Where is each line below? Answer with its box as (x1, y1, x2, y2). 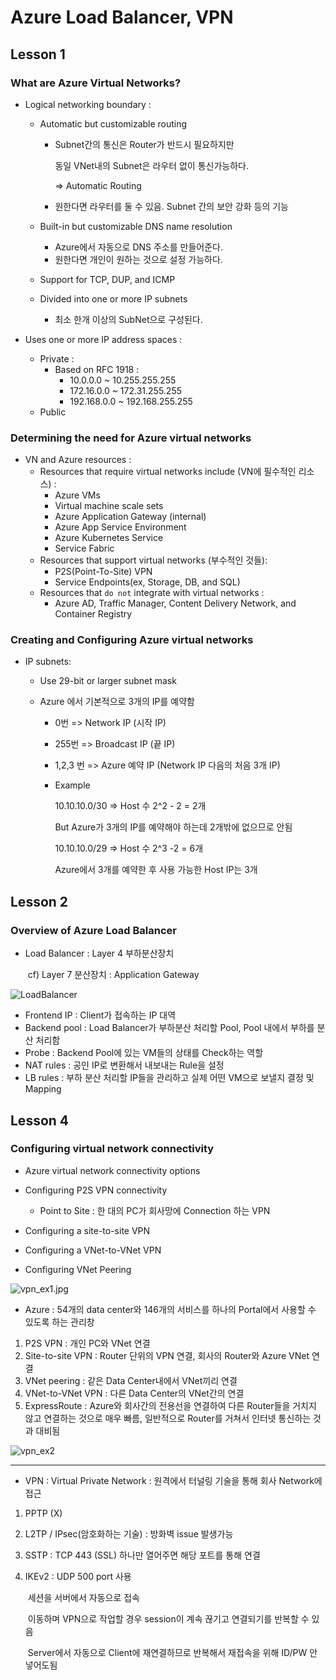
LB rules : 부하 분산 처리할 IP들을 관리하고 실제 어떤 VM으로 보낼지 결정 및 (24, 1072, 315, 1084)
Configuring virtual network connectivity (10, 1142, 215, 1156)
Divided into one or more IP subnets (39, 292, 188, 305)
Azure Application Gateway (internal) (54, 511, 207, 523)
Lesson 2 (10, 893, 69, 910)
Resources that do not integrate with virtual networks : (39, 587, 265, 599)
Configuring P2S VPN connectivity (24, 1184, 168, 1196)
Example (54, 779, 91, 791)
